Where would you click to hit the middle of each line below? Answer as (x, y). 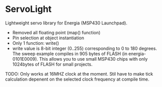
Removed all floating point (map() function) (56, 32)
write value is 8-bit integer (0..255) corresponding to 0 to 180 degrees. (85, 48)
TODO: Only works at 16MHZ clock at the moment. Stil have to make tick (79, 74)
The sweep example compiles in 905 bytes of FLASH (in (70, 54)
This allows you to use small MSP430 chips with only (93, 59)
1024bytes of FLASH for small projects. (52, 64)
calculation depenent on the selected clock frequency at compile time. (77, 79)
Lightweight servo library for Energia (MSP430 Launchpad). (66, 23)
